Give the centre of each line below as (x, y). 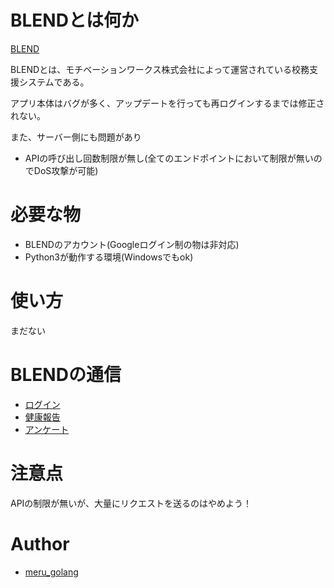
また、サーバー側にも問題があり (76, 137)
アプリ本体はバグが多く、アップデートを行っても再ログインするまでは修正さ (167, 103)
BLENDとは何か (74, 20)
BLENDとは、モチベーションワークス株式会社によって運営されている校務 (160, 69)
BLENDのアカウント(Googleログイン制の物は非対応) (132, 244)
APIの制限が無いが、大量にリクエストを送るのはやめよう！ (131, 503)
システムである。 (54, 82)
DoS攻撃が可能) (66, 170)
